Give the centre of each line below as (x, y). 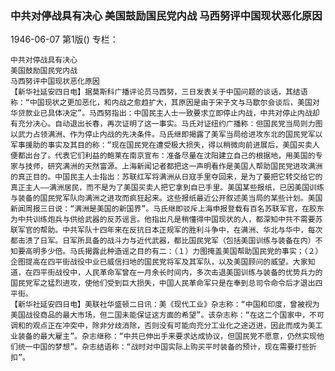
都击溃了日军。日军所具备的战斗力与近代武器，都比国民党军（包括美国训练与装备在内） (163, 241)
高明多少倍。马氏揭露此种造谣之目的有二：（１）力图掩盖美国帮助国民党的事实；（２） (173, 252)
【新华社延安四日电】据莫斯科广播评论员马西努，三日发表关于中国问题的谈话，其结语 (159, 92)
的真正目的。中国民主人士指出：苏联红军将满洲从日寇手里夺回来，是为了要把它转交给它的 (166, 177)
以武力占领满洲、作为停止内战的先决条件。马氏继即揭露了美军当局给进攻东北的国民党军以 (166, 135)
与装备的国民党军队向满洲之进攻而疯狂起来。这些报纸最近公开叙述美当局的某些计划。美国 (166, 198)
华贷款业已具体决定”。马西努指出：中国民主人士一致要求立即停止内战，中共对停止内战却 (165, 113)
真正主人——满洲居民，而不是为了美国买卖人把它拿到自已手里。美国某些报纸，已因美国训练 (167, 188)
